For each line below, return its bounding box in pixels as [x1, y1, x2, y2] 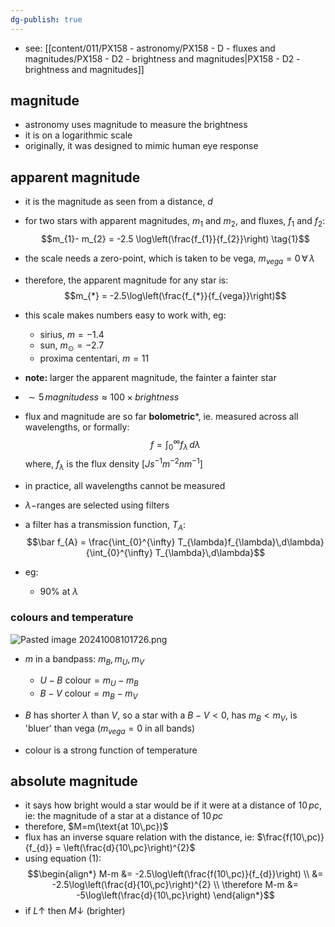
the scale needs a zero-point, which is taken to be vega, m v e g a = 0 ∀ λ [24, 252, 315, 266]
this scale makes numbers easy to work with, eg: [24, 309, 227, 321]
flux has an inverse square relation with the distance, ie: [24, 831, 255, 843]
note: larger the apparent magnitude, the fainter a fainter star [24, 371, 277, 383]
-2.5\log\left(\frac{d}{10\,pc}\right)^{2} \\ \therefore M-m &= [51, 879, 299, 891]
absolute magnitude [10, 773, 138, 790]
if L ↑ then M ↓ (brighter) [24, 905, 126, 917]
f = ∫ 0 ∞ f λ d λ [149, 436, 201, 453]
